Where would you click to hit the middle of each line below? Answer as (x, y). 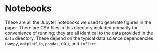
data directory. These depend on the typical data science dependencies (79, 38)
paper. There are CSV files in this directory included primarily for (72, 27)
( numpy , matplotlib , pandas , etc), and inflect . (51, 43)
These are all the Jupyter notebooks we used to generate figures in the (78, 22)
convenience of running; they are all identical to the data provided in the (79, 33)
